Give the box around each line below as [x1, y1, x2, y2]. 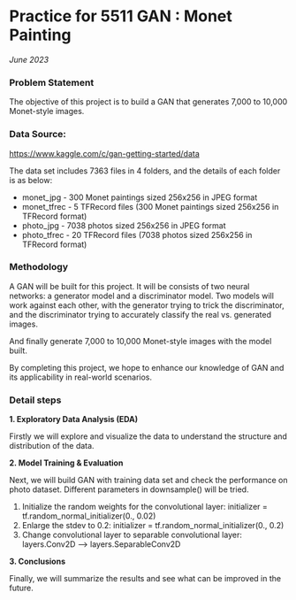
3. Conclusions [9, 556, 66, 567]
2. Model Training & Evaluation [9, 458, 124, 468]
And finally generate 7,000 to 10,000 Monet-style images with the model [9, 335, 272, 346]
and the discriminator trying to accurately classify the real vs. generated [9, 309, 272, 319]
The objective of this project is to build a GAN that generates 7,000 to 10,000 [9, 96, 288, 107]
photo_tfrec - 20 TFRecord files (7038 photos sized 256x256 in [21, 229, 253, 240]
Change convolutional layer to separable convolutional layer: [21, 529, 243, 541]
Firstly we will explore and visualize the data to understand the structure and [9, 431, 287, 442]
